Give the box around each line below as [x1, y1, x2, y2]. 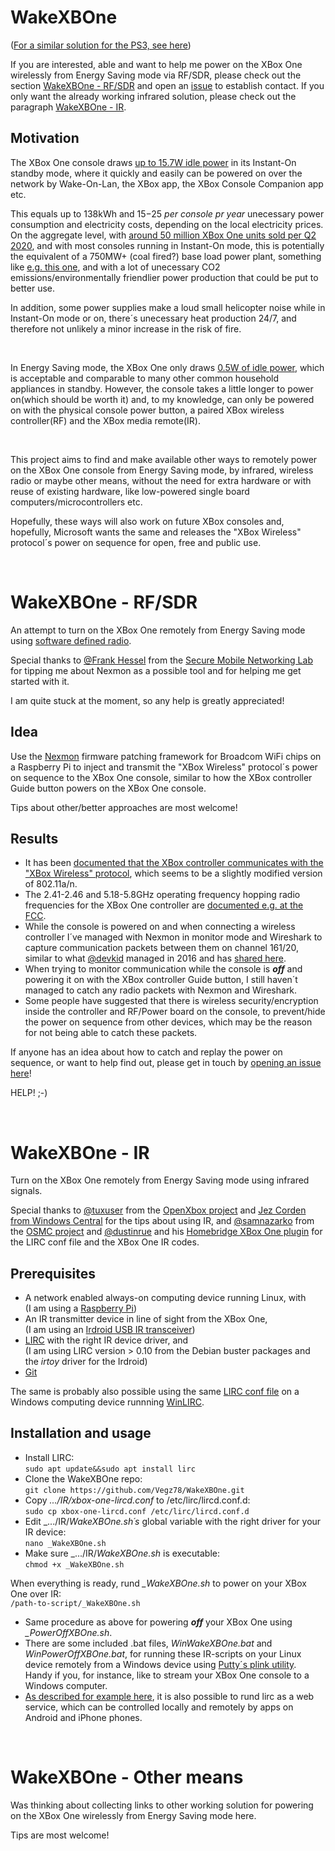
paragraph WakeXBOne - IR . [10, 101, 127, 113]
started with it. [10, 675, 70, 687]
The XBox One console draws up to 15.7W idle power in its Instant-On [10, 156, 297, 168]
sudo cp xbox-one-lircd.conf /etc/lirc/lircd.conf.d [24, 1506, 250, 1516]
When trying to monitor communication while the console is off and [24, 963, 303, 975]
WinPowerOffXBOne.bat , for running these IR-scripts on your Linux [24, 1647, 302, 1660]
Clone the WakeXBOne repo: [24, 1472, 143, 1485]
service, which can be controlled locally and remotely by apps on [24, 1701, 294, 1713]
